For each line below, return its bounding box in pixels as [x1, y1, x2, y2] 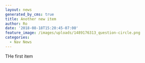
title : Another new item [5, 16, 56, 21]
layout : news [5, 7, 32, 12]
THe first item [5, 53, 33, 59]
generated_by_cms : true [5, 12, 54, 17]
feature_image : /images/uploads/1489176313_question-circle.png [5, 30, 141, 35]
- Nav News [9, 40, 32, 45]
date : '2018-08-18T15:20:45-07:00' [5, 26, 79, 31]
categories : [5, 35, 30, 40]
